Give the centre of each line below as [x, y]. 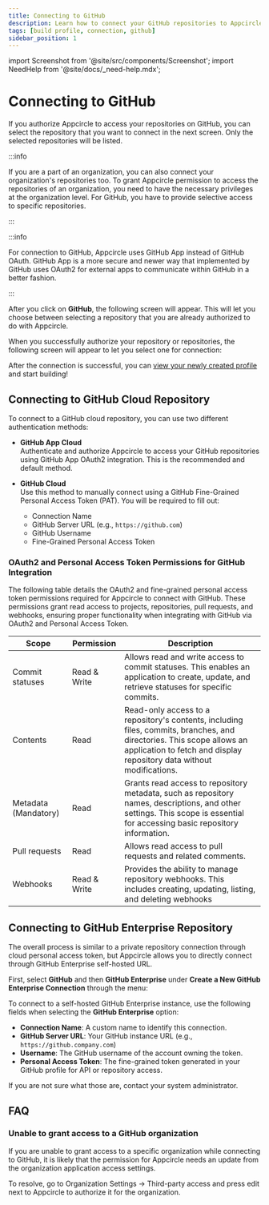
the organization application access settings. [82, 1168]
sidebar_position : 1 [43, 38]
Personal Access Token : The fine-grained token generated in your [130, 1062]
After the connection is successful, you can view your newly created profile [133, 366]
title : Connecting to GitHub [57, 16]
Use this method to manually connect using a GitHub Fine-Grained [129, 492]
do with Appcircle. [38, 326]
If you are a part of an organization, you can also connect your [111, 172]
